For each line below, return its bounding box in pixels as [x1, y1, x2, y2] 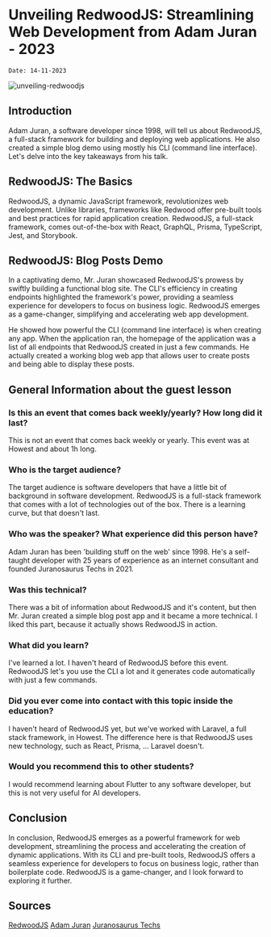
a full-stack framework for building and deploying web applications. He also [8, 134, 261, 144]
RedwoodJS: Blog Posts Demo [8, 253, 164, 267]
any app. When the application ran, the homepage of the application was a [8, 333, 256, 344]
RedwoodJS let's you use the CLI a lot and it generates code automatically [8, 667, 256, 676]
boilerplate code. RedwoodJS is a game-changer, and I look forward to [8, 867, 244, 876]
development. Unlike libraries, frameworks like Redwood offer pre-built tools [8, 204, 262, 215]
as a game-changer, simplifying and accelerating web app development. [8, 309, 249, 320]
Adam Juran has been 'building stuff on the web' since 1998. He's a [8, 546, 233, 556]
